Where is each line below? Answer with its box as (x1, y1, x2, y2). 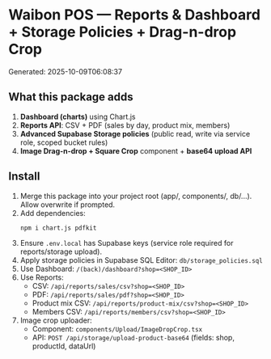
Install (8, 170, 40, 184)
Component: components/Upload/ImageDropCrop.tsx (32, 324, 203, 334)
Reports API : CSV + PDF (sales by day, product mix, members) (19, 120, 231, 130)
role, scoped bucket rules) (19, 137, 108, 147)
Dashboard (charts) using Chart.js (19, 112, 136, 121)
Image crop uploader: (19, 315, 92, 325)
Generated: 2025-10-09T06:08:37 (8, 66, 123, 76)
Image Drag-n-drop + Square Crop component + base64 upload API (19, 146, 252, 155)
